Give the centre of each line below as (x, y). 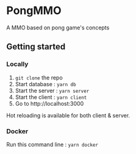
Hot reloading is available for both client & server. (68, 115)
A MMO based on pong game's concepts (58, 28)
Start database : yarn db (45, 84)
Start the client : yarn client (51, 97)
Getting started (36, 47)
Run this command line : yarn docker (52, 144)
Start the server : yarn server (52, 90)
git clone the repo (39, 78)
